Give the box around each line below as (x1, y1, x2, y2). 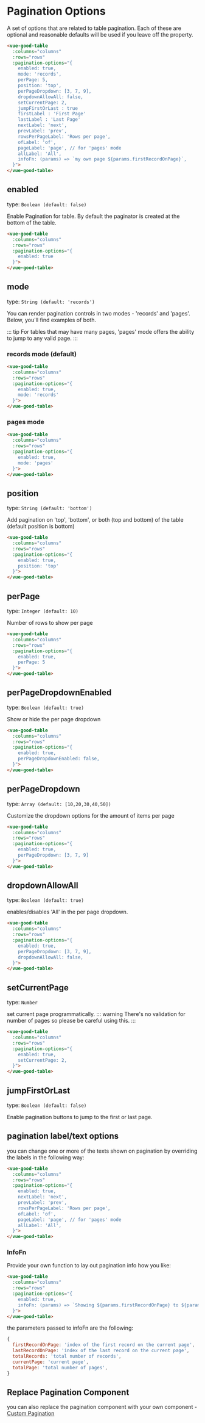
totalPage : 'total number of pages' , (12, 1364, 108, 1371)
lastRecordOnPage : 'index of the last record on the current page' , (12, 1347, 190, 1354)
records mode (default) (7, 350, 77, 358)
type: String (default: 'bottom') (7, 505, 92, 512)
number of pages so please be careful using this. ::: (7, 1017, 136, 1025)
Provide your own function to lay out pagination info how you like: (7, 1262, 171, 1269)
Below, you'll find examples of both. (7, 316, 97, 323)
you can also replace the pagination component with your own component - (7, 1403, 197, 1411)
